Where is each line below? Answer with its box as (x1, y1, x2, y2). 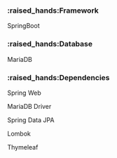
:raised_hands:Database (7, 39, 93, 49)
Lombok (7, 129, 32, 138)
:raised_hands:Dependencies (7, 72, 110, 82)
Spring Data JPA (7, 115, 55, 124)
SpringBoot (7, 22, 40, 30)
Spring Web (7, 88, 41, 97)
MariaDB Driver (7, 102, 52, 110)
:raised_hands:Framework (7, 6, 99, 15)
